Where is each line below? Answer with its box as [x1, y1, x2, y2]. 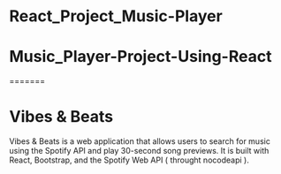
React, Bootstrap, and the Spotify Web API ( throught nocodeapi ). [9, 155, 249, 165]
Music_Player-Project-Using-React [9, 47, 272, 67]
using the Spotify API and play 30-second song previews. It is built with [9, 146, 270, 156]
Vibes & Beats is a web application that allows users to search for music [9, 136, 271, 147]
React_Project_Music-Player [9, 6, 223, 26]
